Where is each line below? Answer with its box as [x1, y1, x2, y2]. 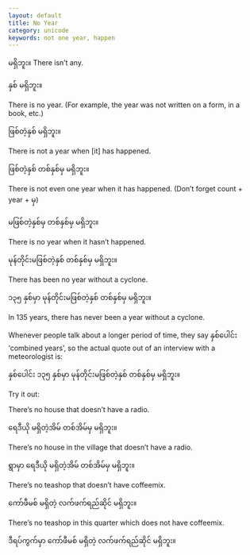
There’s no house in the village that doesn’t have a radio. [8, 442, 193, 453]
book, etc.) [8, 109, 44, 118]
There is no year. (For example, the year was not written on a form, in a [8, 100, 240, 110]
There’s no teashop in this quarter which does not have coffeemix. [8, 518, 225, 528]
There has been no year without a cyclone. [8, 275, 148, 284]
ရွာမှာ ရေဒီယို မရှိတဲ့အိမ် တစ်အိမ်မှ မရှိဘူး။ [8, 461, 135, 470]
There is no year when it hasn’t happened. [8, 237, 147, 247]
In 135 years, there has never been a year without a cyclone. [8, 313, 205, 322]
